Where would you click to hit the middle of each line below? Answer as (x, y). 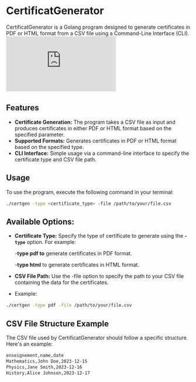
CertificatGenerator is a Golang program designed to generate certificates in (98, 27)
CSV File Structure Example (58, 324)
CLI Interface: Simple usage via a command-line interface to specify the (102, 153)
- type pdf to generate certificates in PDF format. (73, 253)
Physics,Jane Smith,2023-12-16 (44, 367)
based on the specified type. (49, 147)
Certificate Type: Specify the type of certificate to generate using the (99, 236)
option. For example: (51, 242)
